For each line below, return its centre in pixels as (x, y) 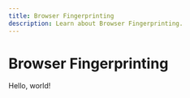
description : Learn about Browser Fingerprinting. (96, 23)
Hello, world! (30, 86)
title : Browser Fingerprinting (61, 16)
